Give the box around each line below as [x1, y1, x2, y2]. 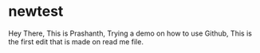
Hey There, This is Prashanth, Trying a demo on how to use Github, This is [8, 28, 253, 38]
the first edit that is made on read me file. [8, 36, 144, 46]
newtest [8, 2, 64, 21]
